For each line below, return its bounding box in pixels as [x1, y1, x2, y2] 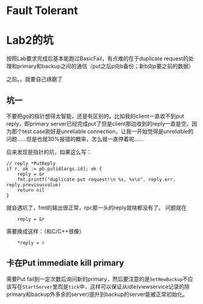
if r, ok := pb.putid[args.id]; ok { [6, 165, 102, 172]
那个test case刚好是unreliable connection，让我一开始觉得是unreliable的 [11, 128, 194, 135]
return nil [17, 187, 45, 193]
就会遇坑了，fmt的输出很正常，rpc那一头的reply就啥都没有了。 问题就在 [6, 204, 187, 211]
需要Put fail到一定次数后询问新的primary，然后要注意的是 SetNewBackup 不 [6, 275, 188, 283]
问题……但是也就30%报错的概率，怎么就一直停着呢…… [6, 135, 144, 142]
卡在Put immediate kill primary [6, 258, 124, 269]
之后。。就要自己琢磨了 [6, 76, 63, 83]
